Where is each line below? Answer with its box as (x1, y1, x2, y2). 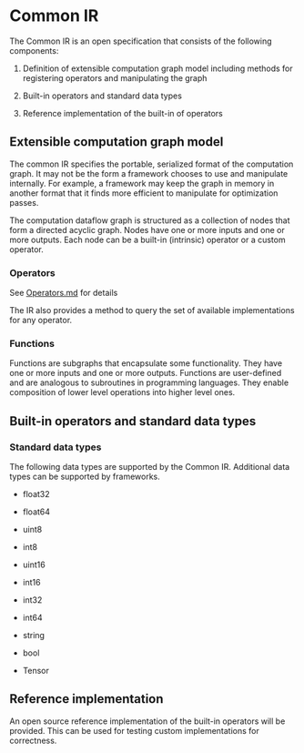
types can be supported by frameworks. (9, 471, 161, 483)
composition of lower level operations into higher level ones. (9, 387, 236, 398)
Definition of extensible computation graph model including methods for (22, 63, 293, 74)
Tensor (22, 666, 50, 677)
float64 (22, 506, 51, 517)
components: (9, 45, 59, 56)
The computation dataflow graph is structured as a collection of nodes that (9, 215, 290, 226)
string (22, 630, 46, 641)
